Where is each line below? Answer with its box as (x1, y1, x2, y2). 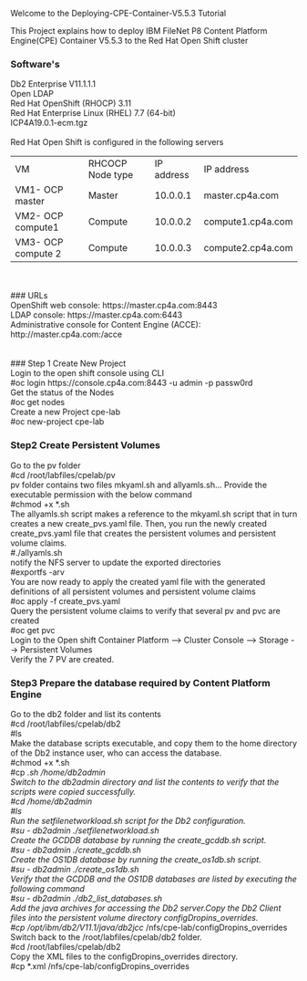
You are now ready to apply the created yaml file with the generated (10, 576, 266, 587)
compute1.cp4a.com (203, 215, 293, 228)
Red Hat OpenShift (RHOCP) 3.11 (10, 98, 131, 109)
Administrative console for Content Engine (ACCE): (10, 319, 201, 330)
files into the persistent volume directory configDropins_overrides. (10, 912, 259, 923)
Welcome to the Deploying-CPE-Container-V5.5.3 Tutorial (10, 8, 227, 18)
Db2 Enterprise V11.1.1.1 (10, 78, 97, 89)
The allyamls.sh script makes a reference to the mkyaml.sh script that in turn (10, 508, 298, 519)
